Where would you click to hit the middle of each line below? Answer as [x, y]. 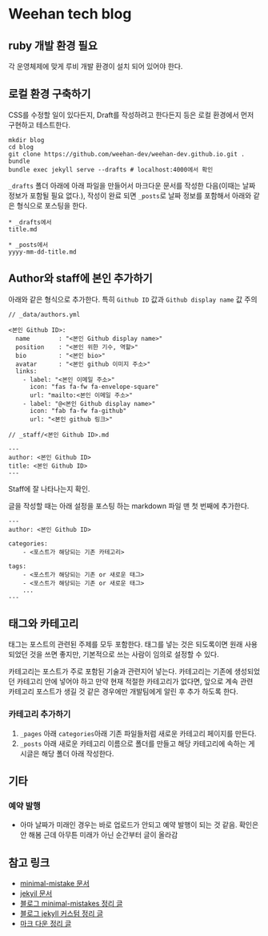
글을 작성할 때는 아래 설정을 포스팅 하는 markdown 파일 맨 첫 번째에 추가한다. [129, 505]
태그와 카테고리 [44, 624]
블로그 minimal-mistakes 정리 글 [71, 904]
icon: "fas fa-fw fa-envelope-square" [94, 387]
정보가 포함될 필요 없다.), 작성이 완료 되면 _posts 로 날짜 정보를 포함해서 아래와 [130, 195]
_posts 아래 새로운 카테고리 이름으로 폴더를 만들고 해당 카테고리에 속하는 [133, 744]
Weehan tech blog [70, 14]
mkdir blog [26, 140]
